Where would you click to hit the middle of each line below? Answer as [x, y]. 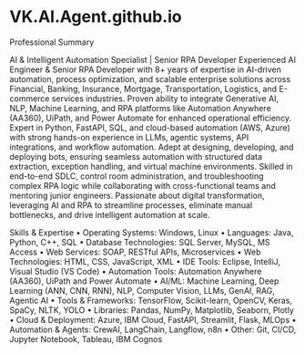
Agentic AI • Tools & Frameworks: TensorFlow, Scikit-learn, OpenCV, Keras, [151, 300]
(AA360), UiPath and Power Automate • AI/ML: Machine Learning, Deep [144, 281]
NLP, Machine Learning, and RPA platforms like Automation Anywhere [140, 108]
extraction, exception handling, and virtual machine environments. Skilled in [151, 166]
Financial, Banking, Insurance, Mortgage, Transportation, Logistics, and [143, 88]
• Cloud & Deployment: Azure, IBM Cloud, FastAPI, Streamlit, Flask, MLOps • [153, 319]
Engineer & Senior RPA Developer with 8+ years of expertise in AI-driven [146, 69]
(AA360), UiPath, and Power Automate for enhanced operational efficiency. [151, 118]
